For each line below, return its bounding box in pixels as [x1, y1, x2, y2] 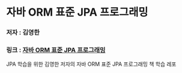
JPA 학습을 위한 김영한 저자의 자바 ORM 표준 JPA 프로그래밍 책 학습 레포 [6, 60, 177, 68]
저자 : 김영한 [6, 28, 40, 36]
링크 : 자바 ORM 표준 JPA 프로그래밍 [6, 46, 106, 54]
